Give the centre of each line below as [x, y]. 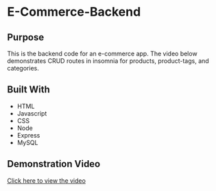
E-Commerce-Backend [74, 12]
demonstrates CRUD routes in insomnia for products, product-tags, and [108, 61]
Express [28, 135]
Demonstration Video [54, 164]
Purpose [26, 37]
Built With [28, 90]
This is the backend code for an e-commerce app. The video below [102, 53]
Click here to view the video [46, 180]
